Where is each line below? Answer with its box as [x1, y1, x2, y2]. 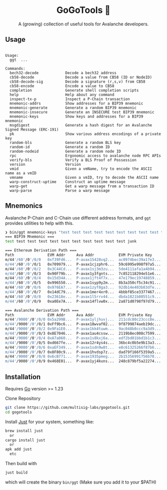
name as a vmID [5, 170, 37, 176]
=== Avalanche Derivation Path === [5, 308, 79, 313]
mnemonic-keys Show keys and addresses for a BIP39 [9, 114, 143, 119]
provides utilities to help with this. [5, 220, 74, 226]
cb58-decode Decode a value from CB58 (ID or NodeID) [9, 75, 153, 80]
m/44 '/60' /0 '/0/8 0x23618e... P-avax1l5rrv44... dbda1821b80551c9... [5, 294, 162, 299]
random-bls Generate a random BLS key [9, 140, 121, 145]
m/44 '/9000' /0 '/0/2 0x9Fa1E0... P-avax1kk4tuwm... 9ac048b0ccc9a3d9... [5, 326, 162, 332]
